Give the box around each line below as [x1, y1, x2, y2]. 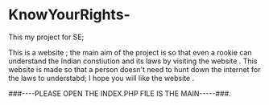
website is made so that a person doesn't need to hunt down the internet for [8, 64, 261, 74]
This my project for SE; [8, 32, 85, 42]
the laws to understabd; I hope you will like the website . [8, 73, 195, 83]
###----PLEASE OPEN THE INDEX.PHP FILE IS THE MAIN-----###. [8, 88, 231, 98]
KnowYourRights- [8, 6, 130, 24]
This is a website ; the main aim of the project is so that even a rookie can [8, 47, 252, 57]
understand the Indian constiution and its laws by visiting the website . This [8, 56, 258, 66]
